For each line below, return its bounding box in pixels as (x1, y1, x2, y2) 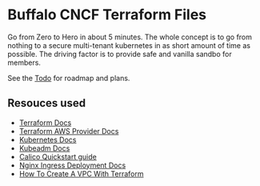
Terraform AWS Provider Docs (18, 126, 119, 135)
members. (7, 58, 42, 67)
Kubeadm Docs (18, 143, 70, 153)
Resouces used (7, 96, 86, 110)
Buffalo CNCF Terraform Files (7, 6, 207, 24)
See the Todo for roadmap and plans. (7, 73, 130, 83)
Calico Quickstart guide (18, 152, 97, 161)
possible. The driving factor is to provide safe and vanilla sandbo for (7, 49, 233, 59)
